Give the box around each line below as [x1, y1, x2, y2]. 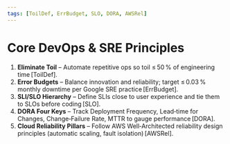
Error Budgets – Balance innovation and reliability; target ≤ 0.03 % [17, 78, 206, 86]
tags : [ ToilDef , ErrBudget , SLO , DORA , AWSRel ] [7, 10, 148, 17]
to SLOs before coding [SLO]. [17, 100, 101, 108]
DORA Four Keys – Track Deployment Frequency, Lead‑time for [17, 107, 199, 115]
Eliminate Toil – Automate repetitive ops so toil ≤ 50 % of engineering [17, 63, 215, 71]
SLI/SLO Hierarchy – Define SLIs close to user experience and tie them [17, 92, 220, 100]
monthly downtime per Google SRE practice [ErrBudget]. [17, 84, 179, 93]
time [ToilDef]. [17, 70, 57, 78]
